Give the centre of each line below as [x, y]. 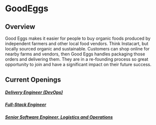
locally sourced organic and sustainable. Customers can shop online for [78, 49]
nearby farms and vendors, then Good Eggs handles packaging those [75, 54]
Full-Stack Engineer [26, 105]
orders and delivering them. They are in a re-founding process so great [77, 59]
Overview [20, 27]
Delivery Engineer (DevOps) [34, 92]
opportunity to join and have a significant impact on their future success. [78, 64]
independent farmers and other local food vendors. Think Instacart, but [77, 44]
